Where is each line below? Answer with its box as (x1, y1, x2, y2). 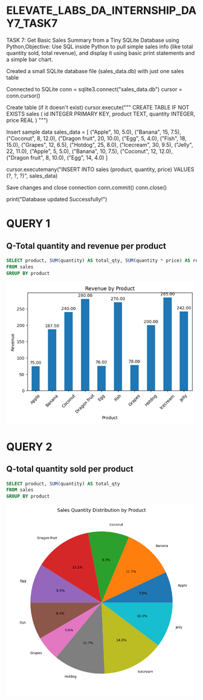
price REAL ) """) (6, 116, 48, 124)
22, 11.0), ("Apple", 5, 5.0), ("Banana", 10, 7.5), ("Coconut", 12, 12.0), (6, 147, 173, 155)
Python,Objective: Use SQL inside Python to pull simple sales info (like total (6, 43, 193, 50)
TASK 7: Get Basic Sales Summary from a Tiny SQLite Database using (6, 36, 179, 44)
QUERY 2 (6, 439, 53, 453)
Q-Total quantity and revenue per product (6, 241, 166, 251)
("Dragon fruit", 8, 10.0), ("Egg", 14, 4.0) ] (6, 154, 108, 161)
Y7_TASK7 (6, 16, 58, 30)
